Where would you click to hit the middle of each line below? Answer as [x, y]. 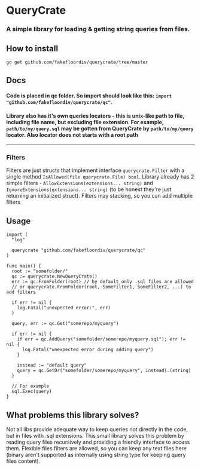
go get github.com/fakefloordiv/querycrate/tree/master [77, 62]
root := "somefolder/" [40, 271]
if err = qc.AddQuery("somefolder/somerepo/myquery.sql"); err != [101, 339]
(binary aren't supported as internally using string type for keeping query [96, 455]
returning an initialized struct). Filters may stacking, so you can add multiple [100, 196]
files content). [23, 461]
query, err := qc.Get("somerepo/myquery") [65, 324]
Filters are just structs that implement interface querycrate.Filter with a [95, 170]
